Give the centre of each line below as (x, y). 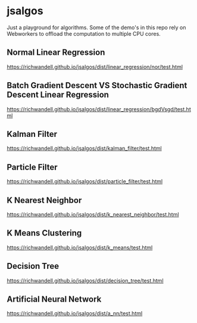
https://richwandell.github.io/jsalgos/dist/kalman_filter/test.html (85, 148)
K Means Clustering (44, 233)
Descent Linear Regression (58, 95)
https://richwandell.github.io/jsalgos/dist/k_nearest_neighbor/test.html (93, 214)
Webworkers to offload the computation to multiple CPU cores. (84, 33)
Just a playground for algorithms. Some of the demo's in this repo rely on (96, 27)
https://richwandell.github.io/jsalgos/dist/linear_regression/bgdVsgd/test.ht (99, 109)
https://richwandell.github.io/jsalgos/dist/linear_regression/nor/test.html (95, 67)
